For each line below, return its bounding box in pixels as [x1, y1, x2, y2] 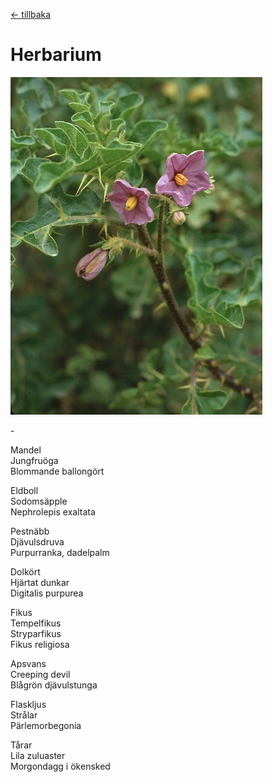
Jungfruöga [10, 454, 59, 466]
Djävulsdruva [10, 535, 65, 548]
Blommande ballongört [10, 465, 105, 477]
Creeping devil [10, 668, 71, 680]
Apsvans [10, 657, 47, 669]
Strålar [10, 709, 38, 721]
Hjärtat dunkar [10, 576, 70, 588]
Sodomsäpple [10, 495, 68, 507]
